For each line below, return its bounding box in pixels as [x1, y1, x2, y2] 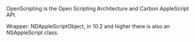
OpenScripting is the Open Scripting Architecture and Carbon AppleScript [6, 5, 189, 12]
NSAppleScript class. [6, 29, 59, 36]
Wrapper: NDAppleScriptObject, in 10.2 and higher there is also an [6, 23, 170, 30]
